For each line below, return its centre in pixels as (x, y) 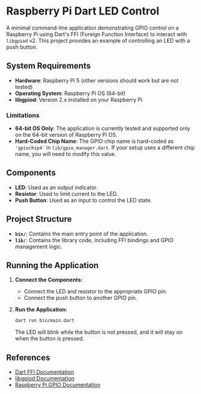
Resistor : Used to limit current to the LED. (66, 193)
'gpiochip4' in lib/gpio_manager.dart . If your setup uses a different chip (105, 148)
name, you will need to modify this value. (65, 154)
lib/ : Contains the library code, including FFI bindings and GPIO (94, 240)
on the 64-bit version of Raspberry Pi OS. (66, 135)
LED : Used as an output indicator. (56, 187)
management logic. (39, 246)
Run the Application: (41, 310)
